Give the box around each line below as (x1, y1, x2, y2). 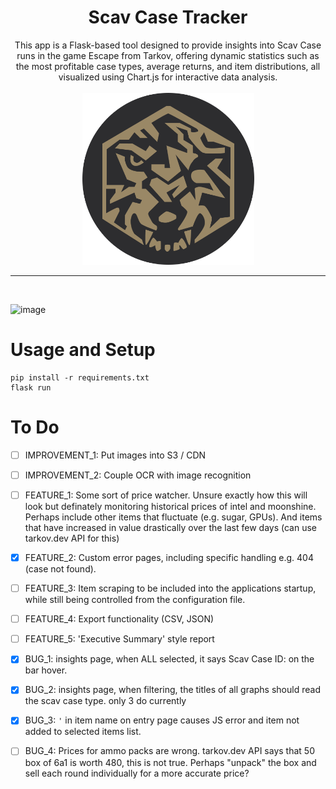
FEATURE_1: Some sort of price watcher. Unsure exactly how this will (24, 489, 308, 501)
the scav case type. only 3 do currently (24, 695, 187, 707)
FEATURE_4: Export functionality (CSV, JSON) (24, 613, 215, 625)
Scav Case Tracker (88, 6, 248, 29)
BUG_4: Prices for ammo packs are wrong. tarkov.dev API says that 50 (24, 745, 315, 757)
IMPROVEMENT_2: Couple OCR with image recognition (24, 469, 252, 481)
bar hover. (24, 664, 68, 676)
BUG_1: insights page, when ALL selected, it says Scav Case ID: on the (24, 653, 315, 665)
